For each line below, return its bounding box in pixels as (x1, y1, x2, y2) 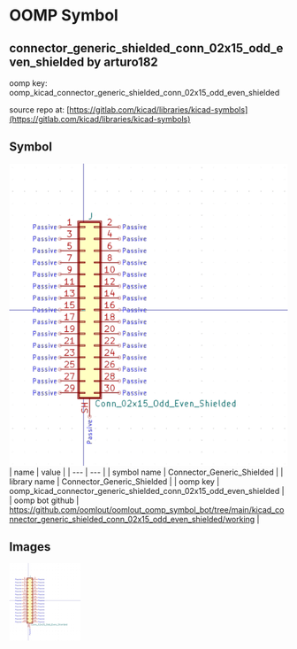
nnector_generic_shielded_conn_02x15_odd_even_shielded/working (9, 514, 255, 524)
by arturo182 (87, 54, 159, 69)
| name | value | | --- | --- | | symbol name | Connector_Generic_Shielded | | (9, 467, 284, 477)
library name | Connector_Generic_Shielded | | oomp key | (9, 475, 220, 487)
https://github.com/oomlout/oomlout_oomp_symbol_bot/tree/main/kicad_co (9, 504, 285, 514)
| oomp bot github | (9, 495, 80, 506)
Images (9, 539, 51, 554)
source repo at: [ (9, 104, 70, 115)
